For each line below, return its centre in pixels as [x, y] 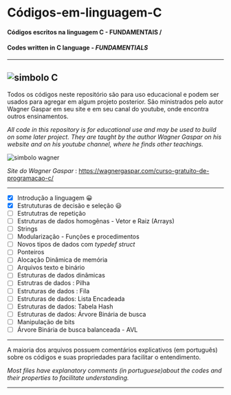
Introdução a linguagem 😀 [55, 198]
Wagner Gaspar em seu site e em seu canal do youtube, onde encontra [108, 109]
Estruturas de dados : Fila [53, 291]
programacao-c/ [30, 178]
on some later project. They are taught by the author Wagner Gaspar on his [114, 137]
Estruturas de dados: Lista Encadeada [71, 298]
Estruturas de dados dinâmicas [61, 275]
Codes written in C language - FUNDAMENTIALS [78, 48]
